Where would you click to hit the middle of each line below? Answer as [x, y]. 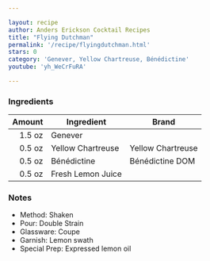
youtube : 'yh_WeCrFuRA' [48, 67]
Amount [28, 122]
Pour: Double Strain [52, 224]
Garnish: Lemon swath [56, 240]
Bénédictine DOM [162, 161]
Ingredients [31, 102]
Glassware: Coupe [50, 232]
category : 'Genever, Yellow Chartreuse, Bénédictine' [99, 59]
